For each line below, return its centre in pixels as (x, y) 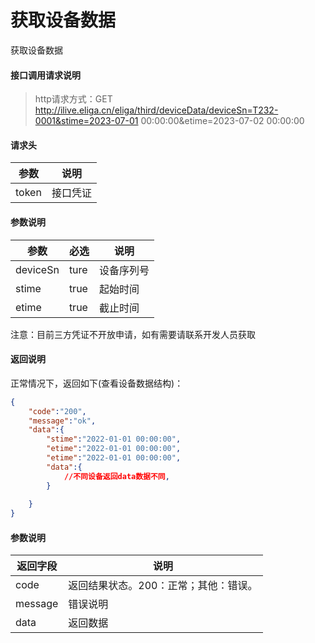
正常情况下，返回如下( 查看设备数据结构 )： (97, 383)
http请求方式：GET (73, 99)
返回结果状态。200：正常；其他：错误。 (163, 586)
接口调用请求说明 (45, 75)
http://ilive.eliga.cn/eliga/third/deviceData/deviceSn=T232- (156, 110)
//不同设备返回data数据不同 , (116, 476)
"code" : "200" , (57, 411)
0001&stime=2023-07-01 (86, 121)
